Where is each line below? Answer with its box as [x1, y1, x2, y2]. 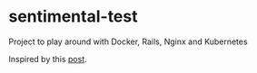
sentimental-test [8, 6, 138, 27]
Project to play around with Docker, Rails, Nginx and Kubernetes [8, 36, 248, 47]
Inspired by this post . [8, 53, 87, 64]
